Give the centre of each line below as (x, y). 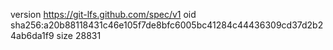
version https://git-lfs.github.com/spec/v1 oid (103, 14)
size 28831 (79, 35)
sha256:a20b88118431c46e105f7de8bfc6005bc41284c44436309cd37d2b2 (167, 25)
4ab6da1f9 (32, 35)
